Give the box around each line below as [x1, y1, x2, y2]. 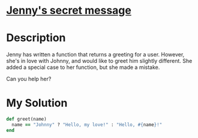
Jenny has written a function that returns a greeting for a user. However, [6, 51, 185, 58]
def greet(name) [6, 116, 47, 122]
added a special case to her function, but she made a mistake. [6, 64, 160, 71]
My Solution [6, 97, 68, 110]
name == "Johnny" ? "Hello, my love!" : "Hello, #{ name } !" [11, 121, 163, 128]
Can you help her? [6, 76, 52, 83]
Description [6, 31, 66, 45]
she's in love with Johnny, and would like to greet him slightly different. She [6, 58, 193, 65]
